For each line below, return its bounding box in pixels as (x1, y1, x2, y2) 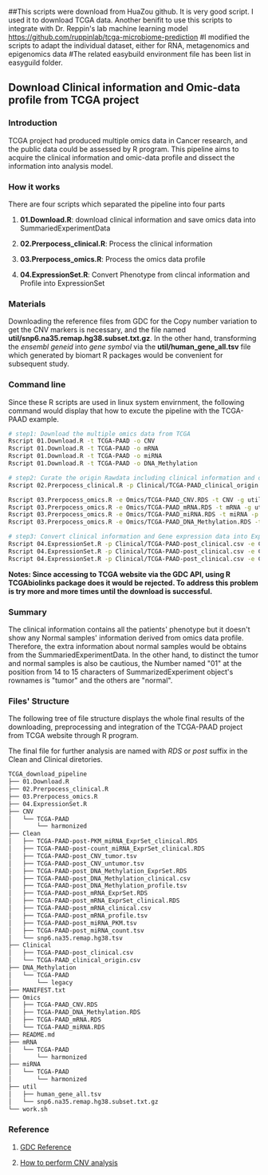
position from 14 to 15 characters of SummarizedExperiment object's (8, 668, 234, 676)
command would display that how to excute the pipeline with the (8, 406, 220, 415)
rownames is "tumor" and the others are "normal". (8, 676, 173, 685)
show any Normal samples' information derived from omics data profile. (8, 633, 245, 643)
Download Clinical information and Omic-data (8, 81, 241, 94)
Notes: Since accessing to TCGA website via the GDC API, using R (8, 569, 231, 579)
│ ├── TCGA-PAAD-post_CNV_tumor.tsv (8, 852, 137, 860)
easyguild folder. (8, 58, 64, 67)
